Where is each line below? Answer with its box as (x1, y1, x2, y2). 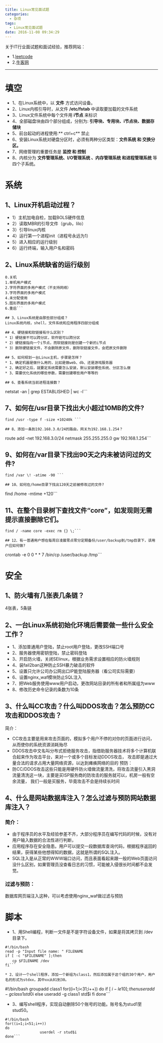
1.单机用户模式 (5, 280, 32, 285)
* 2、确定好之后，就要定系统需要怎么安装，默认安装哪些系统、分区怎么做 (5, 365, 131, 370)
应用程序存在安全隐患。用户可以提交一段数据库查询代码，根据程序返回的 (12, 843, 157, 849)
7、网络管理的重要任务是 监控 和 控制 (12, 148, 86, 154)
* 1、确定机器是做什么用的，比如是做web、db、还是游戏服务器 (5, 360, 113, 365)
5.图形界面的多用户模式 (5, 301, 46, 305)
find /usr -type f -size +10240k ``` (5, 417, 81, 422)
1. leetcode (12, 54, 33, 59)
